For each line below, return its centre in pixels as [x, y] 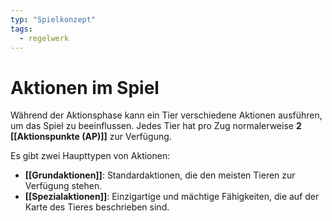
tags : [21, 29]
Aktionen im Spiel [85, 87]
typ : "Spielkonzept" [53, 19]
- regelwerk [44, 38]
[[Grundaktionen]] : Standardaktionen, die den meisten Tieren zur [160, 175]
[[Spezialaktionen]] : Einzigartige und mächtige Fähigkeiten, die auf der [172, 197]
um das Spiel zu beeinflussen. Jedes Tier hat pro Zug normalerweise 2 [156, 126]
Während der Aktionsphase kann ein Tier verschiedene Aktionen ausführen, [166, 115]
